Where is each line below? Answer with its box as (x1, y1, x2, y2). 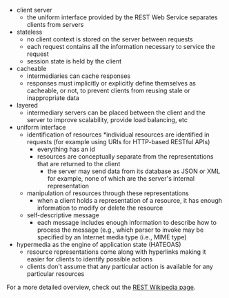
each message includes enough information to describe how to (37, 219, 217, 226)
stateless (16, 28, 43, 36)
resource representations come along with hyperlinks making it (26, 248, 206, 256)
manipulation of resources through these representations (26, 189, 189, 197)
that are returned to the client (37, 160, 121, 168)
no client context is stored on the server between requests (26, 35, 194, 43)
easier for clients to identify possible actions (26, 255, 153, 263)
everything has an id (37, 145, 96, 153)
